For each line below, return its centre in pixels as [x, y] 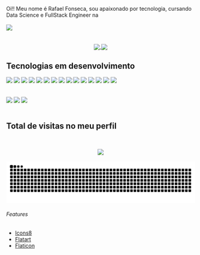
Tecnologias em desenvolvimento [71, 66]
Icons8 [23, 233]
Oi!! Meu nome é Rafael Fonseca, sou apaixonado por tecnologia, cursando [99, 9]
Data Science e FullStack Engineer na [52, 15]
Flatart [23, 239]
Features [17, 214]
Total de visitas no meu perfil [61, 126]
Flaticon [25, 245]
